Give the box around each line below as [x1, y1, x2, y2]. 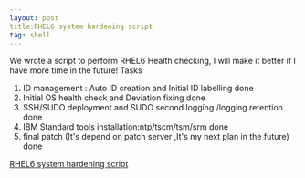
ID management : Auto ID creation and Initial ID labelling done [22, 83, 254, 94]
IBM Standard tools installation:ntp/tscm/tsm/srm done [22, 121, 229, 132]
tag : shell [9, 30, 51, 39]
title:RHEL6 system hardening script [9, 22, 153, 31]
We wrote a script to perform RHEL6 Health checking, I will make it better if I [9, 56, 297, 67]
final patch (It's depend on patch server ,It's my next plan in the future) [22, 131, 289, 142]
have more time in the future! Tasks [9, 65, 143, 76]
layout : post [9, 13, 59, 23]
